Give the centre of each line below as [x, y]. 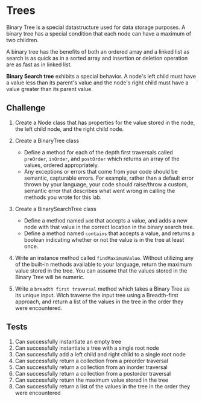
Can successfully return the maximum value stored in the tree [92, 380]
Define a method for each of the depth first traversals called [98, 152]
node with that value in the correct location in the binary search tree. [109, 227]
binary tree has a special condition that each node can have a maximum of [99, 33]
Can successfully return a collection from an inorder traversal [91, 367]
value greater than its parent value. [50, 89]
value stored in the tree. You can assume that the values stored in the [101, 270]
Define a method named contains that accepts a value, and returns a [109, 233]
